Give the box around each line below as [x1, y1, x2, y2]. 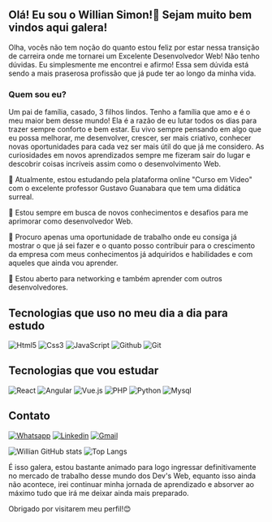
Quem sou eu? [8, 89, 67, 100]
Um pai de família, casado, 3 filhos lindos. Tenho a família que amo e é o [8, 107, 251, 117]
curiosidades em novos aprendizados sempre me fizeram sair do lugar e [8, 150, 251, 160]
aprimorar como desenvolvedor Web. [8, 216, 133, 226]
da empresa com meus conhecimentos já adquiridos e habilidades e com [8, 250, 253, 259]
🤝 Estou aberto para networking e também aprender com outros [8, 274, 222, 284]
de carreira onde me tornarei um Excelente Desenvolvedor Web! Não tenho [8, 50, 260, 61]
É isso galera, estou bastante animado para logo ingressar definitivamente [8, 462, 257, 472]
